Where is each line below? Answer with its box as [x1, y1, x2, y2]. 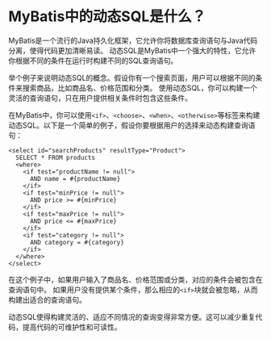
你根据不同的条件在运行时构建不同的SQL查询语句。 [8, 56, 178, 65]
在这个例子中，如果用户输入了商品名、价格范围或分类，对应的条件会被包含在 [8, 274, 263, 284]
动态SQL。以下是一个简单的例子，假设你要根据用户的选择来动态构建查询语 [8, 120, 256, 130]
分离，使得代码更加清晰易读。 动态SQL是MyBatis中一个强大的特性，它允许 [8, 45, 256, 55]
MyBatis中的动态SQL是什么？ [8, 7, 206, 26]
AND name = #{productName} [29, 174, 121, 182]
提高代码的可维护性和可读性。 [22, 322, 122, 332]
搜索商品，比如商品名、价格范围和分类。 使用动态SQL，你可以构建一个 [22, 82, 258, 93]
